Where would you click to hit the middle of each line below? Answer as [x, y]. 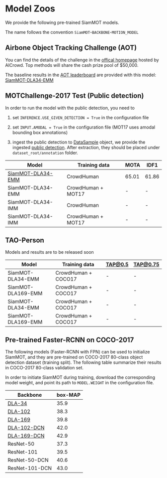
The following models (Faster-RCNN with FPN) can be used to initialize [78, 352]
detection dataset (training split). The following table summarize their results [83, 362]
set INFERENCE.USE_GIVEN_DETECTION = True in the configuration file [81, 117]
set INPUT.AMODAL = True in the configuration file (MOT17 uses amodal [84, 127]
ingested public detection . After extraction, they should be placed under [86, 147]
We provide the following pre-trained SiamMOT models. [62, 22]
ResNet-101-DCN [30, 468]
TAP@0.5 [117, 265]
